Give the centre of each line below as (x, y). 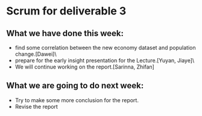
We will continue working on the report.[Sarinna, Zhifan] (85, 67)
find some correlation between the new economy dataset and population (105, 47)
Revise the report (36, 106)
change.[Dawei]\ (36, 54)
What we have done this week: (65, 33)
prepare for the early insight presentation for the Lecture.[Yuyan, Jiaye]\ (105, 60)
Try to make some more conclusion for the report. (77, 100)
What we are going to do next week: (75, 86)
